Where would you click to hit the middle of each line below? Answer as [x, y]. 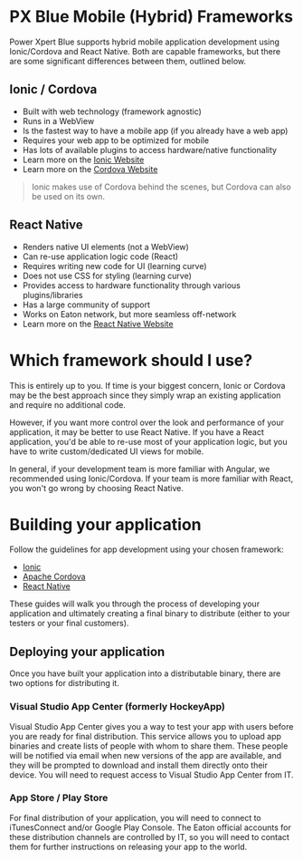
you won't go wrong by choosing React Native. [96, 488]
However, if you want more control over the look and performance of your [147, 422]
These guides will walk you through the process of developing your [135, 604]
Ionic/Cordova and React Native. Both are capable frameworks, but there [145, 51]
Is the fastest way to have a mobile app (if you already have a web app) [155, 131]
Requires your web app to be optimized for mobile [116, 140]
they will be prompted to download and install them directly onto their [139, 765]
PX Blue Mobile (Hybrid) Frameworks [151, 17]
